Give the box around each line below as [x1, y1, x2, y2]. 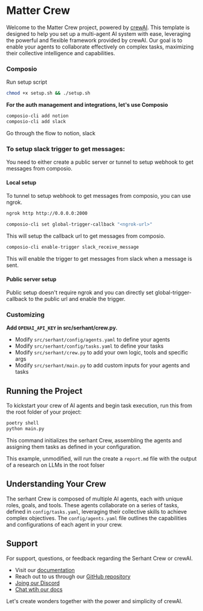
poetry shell [6, 420, 39, 427]
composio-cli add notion [6, 113, 69, 119]
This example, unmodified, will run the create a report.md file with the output [6, 455, 197, 462]
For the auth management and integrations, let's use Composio [6, 101, 168, 109]
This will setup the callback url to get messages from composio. [6, 232, 166, 240]
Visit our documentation [14, 566, 76, 573]
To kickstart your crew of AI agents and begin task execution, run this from [6, 402, 192, 410]
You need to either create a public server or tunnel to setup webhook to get [6, 158, 194, 166]
